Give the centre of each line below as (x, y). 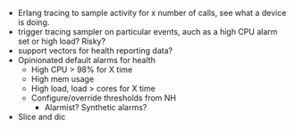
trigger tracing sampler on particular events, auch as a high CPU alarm (147, 32)
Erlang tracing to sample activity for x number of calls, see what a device (152, 13)
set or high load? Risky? (61, 41)
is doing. (34, 22)
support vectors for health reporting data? (95, 51)
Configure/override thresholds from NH (104, 98)
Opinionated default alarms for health (87, 60)
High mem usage (63, 79)
